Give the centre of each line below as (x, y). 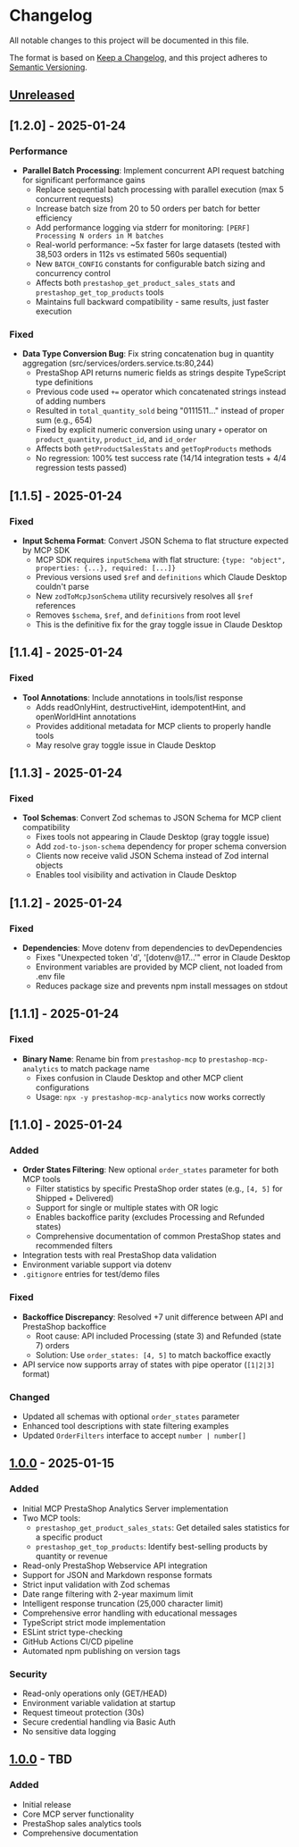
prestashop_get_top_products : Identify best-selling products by (151, 1546)
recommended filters (74, 1246)
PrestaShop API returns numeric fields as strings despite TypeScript (161, 373)
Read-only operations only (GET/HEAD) (95, 1693)
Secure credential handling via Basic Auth (99, 1722)
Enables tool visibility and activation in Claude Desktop (136, 875)
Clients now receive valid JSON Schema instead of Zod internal (152, 856)
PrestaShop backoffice (64, 1326)
